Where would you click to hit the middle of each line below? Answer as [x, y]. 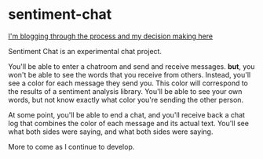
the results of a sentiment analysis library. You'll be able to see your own [125, 91]
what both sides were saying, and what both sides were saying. [111, 132]
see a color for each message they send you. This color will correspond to [128, 83]
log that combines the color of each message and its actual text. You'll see [129, 123]
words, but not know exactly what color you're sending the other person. [126, 99]
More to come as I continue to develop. [71, 146]
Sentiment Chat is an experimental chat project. [85, 51]
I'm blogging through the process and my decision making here [111, 36]
